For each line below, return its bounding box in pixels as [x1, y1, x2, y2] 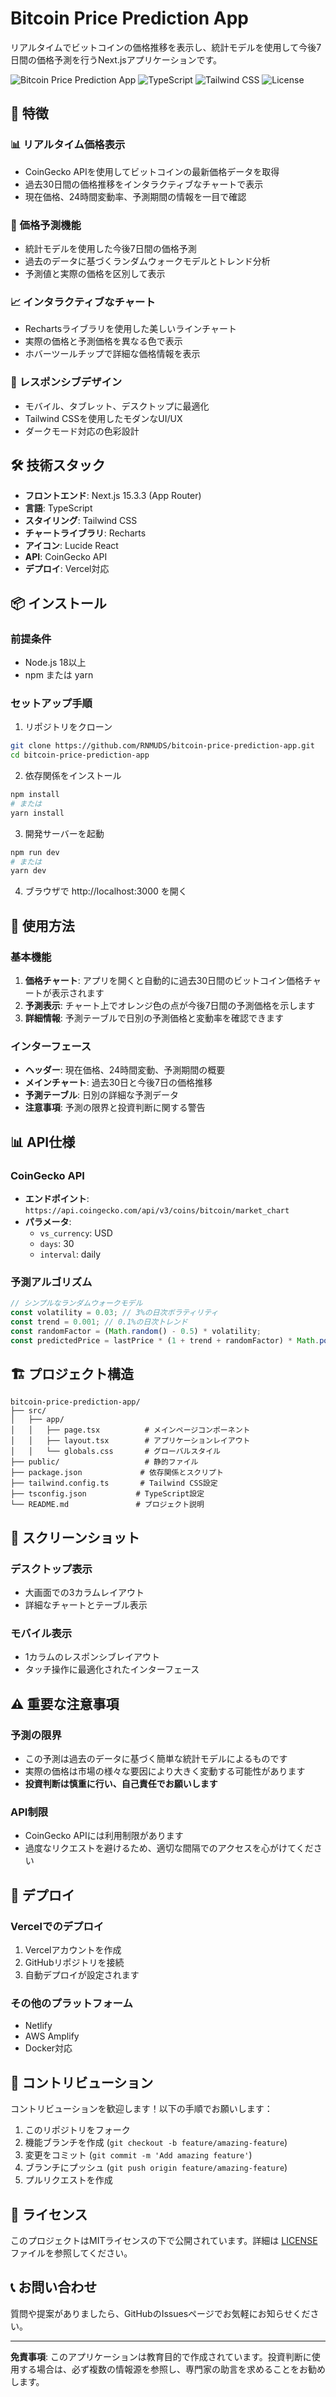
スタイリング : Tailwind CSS [24, 515, 138, 527]
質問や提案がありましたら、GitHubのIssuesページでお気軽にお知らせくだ [10, 2307, 311, 2319]
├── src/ [10, 1406, 47, 1416]
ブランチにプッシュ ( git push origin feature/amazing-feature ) [24, 2162, 288, 2174]
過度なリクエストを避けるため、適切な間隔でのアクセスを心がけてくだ [24, 1842, 314, 1854]
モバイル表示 [10, 1627, 73, 1641]
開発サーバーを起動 [24, 827, 105, 839]
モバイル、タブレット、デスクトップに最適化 [24, 400, 210, 412]
